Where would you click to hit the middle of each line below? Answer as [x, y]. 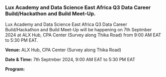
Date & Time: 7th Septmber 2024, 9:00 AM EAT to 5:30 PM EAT [70, 60]
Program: [15, 69]
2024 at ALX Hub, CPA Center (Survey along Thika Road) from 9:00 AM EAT [83, 35]
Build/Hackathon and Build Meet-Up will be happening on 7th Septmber [79, 30]
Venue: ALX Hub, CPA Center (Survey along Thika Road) [63, 50]
